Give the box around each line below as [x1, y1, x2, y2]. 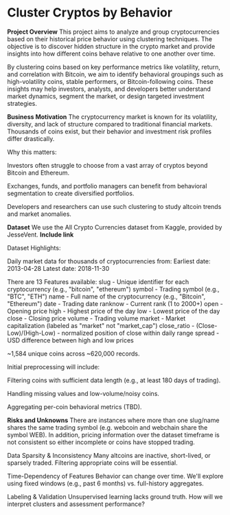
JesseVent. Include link [7, 230, 74, 239]
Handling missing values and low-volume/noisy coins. [7, 389, 160, 397]
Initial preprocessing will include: [7, 362, 100, 371]
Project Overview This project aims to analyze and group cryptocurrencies [7, 28, 220, 36]
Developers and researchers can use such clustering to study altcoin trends [7, 202, 222, 210]
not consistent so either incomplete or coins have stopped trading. [7, 438, 196, 446]
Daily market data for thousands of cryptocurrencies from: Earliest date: [7, 256, 211, 265]
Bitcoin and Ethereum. [7, 168, 70, 177]
